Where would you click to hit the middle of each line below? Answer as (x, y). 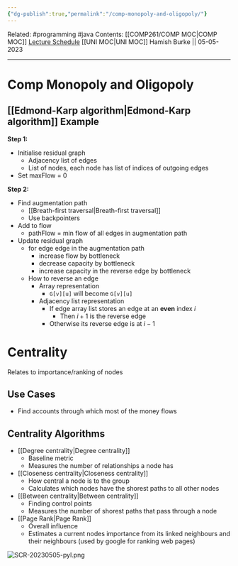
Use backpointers (54, 218)
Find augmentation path (52, 202)
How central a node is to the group (79, 481)
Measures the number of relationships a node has (101, 466)
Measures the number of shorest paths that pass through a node (123, 511)
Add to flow (34, 225)
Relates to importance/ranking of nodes (65, 372)
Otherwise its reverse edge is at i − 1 (102, 323)
